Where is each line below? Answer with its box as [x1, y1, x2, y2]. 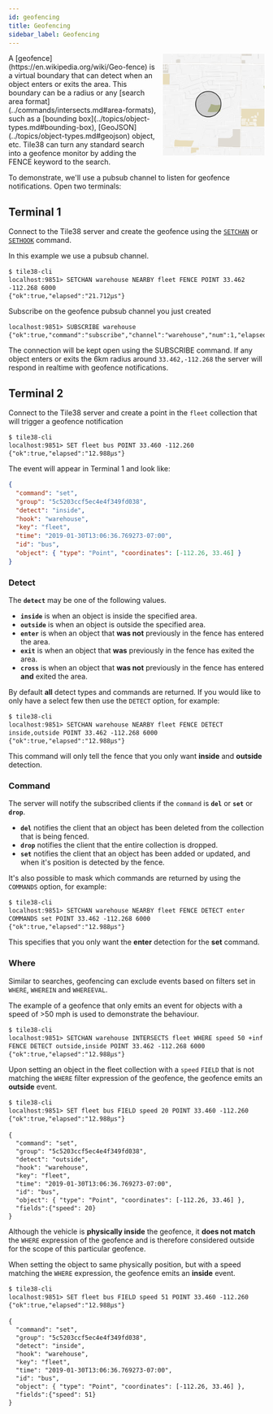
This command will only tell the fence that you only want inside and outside [8, 752, 262, 761]
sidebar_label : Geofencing [8, 30, 100, 38]
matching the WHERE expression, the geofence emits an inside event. [8, 1268, 236, 1277]
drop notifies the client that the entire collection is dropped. [19, 840, 219, 850]
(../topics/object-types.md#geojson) [8, 131, 130, 141]
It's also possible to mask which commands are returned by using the [8, 874, 241, 883]
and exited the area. [19, 671, 88, 682]
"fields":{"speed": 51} [15, 1390, 96, 1399]
